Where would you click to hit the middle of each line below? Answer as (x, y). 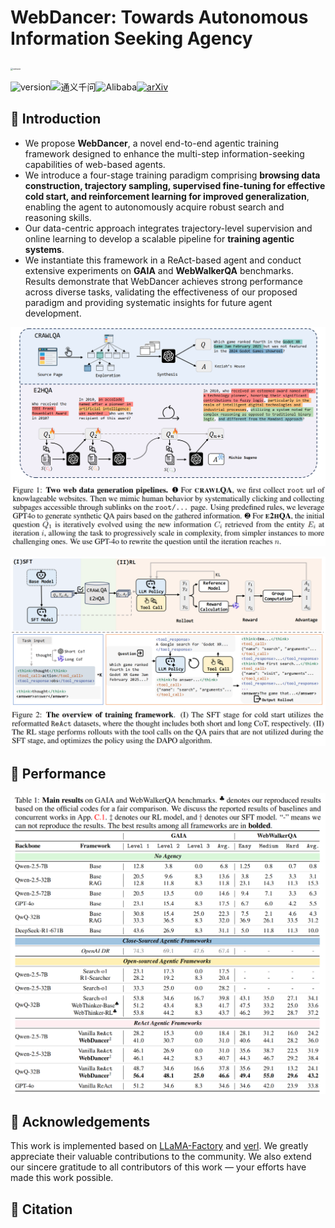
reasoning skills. (58, 217)
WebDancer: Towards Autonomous (159, 17)
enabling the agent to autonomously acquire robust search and (154, 207)
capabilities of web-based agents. (95, 164)
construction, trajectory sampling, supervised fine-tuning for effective (175, 185)
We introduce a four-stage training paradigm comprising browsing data (172, 175)
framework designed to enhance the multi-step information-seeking (164, 153)
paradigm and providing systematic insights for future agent (148, 302)
